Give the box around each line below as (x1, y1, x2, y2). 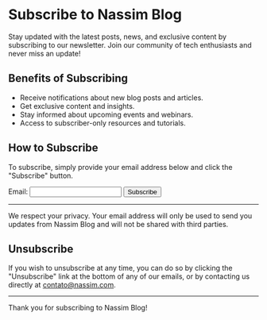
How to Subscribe (8, 141, 99, 155)
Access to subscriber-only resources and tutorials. (19, 118, 186, 128)
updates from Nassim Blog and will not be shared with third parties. (8, 219, 229, 229)
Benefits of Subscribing (8, 71, 129, 85)
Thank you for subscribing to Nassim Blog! (8, 303, 148, 313)
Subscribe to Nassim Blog (8, 6, 183, 24)
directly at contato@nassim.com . (8, 280, 117, 290)
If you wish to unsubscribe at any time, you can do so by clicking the (8, 264, 233, 273)
